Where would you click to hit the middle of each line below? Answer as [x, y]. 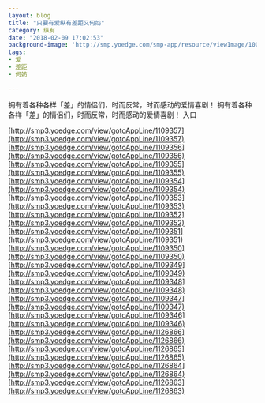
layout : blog [30, 15]
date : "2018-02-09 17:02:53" [56, 38]
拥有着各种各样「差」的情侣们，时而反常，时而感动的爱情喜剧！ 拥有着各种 [130, 104]
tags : [17, 52]
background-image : [38, 45]
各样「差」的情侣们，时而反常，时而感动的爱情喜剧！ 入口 [103, 115]
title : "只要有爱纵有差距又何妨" [56, 23]
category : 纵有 [32, 30]
